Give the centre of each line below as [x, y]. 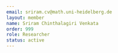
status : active [25, 40]
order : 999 [20, 29]
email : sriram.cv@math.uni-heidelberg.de [59, 12]
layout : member [25, 18]
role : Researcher [28, 35]
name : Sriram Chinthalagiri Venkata [52, 23]
